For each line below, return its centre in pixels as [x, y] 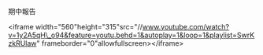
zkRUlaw [22, 43]
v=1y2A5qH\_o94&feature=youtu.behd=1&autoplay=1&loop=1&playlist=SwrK [131, 35]
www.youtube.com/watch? [186, 27]
